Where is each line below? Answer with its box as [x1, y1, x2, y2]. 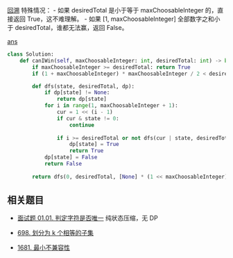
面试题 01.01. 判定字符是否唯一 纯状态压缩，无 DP [17, 214, 158, 223]
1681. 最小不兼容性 [17, 243, 71, 252]
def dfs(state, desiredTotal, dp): [32, 83, 135, 90]
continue [69, 121, 95, 129]
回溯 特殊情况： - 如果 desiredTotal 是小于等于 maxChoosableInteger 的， [7, 6, 218, 14]
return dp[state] [56, 96, 107, 103]
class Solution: [7, 51, 54, 58]
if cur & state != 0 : [56, 115, 119, 122]
